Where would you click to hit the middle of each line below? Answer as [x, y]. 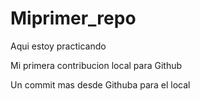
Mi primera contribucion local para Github [96, 65]
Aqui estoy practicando [58, 46]
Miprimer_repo [73, 18]
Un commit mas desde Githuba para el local [100, 84]
